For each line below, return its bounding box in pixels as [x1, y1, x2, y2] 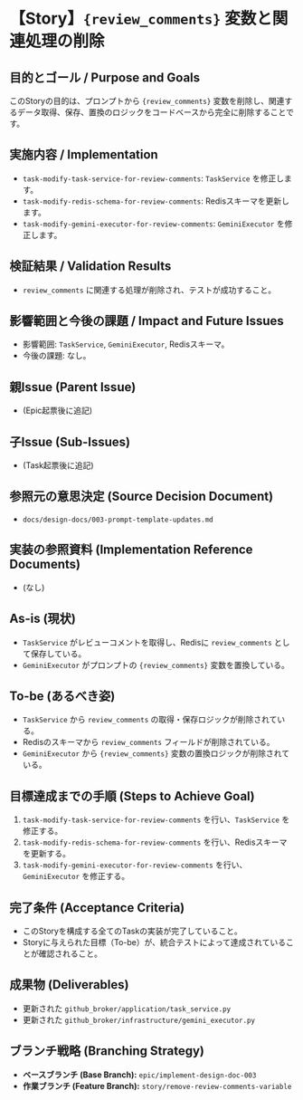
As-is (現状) [9, 611, 77, 627]
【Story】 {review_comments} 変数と [9, 8, 273, 29]
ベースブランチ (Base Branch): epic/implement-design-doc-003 [22, 1069, 257, 1080]
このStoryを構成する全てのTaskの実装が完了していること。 [22, 925, 242, 936]
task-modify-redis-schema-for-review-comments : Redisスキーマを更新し [22, 196, 290, 206]
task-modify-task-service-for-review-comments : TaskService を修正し [22, 173, 285, 184]
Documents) [9, 557, 81, 572]
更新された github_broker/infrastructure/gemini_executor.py [22, 1014, 256, 1025]
